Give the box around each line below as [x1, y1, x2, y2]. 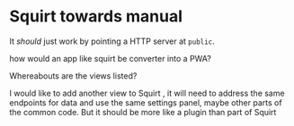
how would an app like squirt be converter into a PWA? [9, 53, 211, 63]
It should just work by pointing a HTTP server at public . [9, 36, 216, 46]
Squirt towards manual [9, 6, 183, 27]
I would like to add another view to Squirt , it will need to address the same [9, 88, 285, 98]
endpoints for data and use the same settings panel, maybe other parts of [9, 97, 282, 108]
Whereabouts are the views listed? [9, 70, 138, 81]
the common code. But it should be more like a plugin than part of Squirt [9, 106, 277, 117]
